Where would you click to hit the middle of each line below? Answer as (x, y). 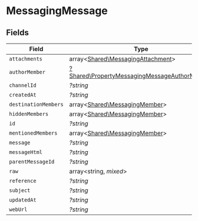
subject (20, 190)
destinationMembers (36, 104)
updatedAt (23, 200)
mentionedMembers (33, 133)
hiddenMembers (29, 114)
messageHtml (26, 152)
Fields (18, 33)
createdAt (23, 95)
